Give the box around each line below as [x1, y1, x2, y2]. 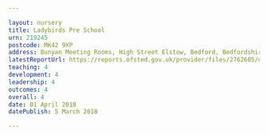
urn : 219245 [8, 34, 48, 42]
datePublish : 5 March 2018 [8, 108, 98, 116]
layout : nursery [8, 18, 62, 26]
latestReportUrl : [8, 56, 66, 64]
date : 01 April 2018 [8, 101, 77, 109]
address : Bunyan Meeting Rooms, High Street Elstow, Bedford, [8, 49, 219, 57]
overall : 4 [8, 93, 45, 101]
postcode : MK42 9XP [8, 41, 73, 49]
